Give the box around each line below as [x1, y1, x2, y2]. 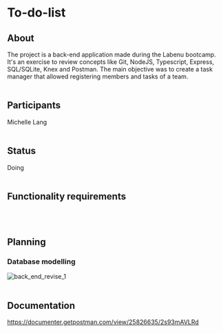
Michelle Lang [7, 118, 47, 126]
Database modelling [7, 257, 76, 266]
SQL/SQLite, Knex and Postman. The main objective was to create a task [7, 65, 213, 73]
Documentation [7, 299, 76, 311]
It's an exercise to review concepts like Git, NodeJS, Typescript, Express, [7, 58, 215, 66]
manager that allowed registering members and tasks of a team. [7, 72, 189, 80]
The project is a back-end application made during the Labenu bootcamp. [7, 50, 217, 58]
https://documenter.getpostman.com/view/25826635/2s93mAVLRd [7, 318, 200, 326]
